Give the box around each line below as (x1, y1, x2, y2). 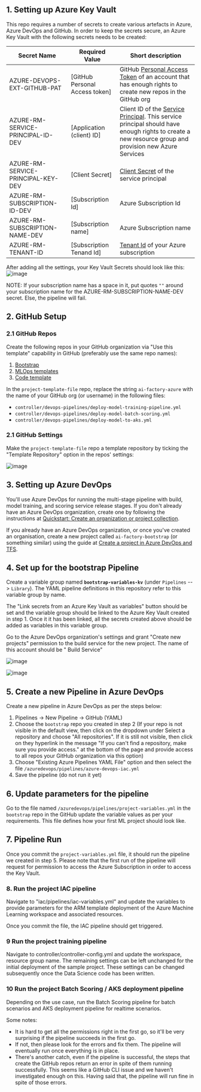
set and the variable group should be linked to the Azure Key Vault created (6, 609, 190, 617)
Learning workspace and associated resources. (6, 911, 124, 918)
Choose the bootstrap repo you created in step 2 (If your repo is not (14, 721, 182, 728)
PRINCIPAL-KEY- (9, 174, 59, 182)
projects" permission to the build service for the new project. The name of (6, 640, 189, 647)
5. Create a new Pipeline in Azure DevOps (6, 687, 164, 697)
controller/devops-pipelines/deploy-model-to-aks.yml (14, 417, 152, 423)
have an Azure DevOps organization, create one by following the (6, 508, 166, 516)
